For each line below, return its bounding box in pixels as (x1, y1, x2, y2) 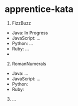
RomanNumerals (11, 60, 46, 66)
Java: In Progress (11, 29, 48, 35)
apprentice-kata (4, 3, 73, 15)
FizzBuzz (11, 20, 31, 26)
